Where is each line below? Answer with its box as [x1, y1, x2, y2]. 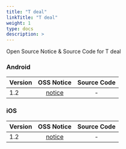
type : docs [6, 25, 34, 32]
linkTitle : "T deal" [6, 14, 58, 21]
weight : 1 [6, 20, 31, 26]
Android [6, 63, 31, 71]
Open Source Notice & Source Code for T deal [6, 48, 121, 55]
